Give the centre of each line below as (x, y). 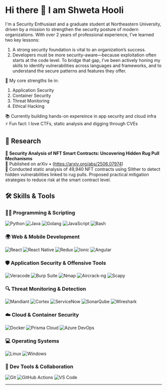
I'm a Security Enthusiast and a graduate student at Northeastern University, (83, 24)
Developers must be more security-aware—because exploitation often (84, 55)
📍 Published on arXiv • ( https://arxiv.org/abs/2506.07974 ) (64, 164)
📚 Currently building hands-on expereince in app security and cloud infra (81, 116)
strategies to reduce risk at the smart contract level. (58, 180)
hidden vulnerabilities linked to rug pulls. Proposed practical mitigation (77, 174)
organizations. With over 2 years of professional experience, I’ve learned (80, 34)
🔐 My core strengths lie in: (32, 80)
